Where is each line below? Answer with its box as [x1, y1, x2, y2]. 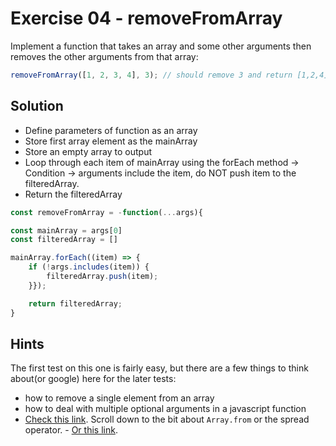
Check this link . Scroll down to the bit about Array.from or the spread [24, 413, 310, 426]
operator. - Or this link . [24, 424, 118, 436]
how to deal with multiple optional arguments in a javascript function [24, 403, 307, 415]
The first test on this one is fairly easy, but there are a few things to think [10, 362, 309, 374]
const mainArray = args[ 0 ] [10, 225, 123, 236]
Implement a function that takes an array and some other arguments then [10, 40, 312, 52]
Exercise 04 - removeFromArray [10, 7, 283, 30]
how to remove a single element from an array [24, 392, 215, 404]
